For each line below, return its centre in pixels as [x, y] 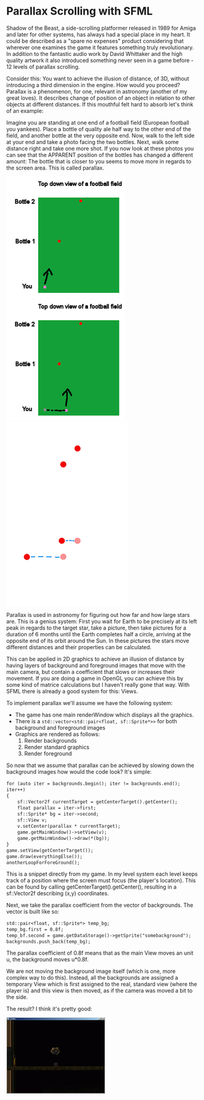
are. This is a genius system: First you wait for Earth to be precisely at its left [102, 621]
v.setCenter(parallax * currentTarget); [69, 826]
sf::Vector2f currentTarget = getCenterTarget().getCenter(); [97, 802]
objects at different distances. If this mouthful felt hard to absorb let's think [100, 104]
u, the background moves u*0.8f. [48, 959]
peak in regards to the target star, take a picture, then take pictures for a [96, 628]
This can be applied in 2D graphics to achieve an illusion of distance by [95, 659]
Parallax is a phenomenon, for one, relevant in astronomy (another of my [97, 91]
